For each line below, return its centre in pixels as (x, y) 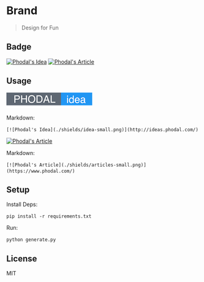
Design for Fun (40, 28)
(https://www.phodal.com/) (41, 171)
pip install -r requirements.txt (49, 216)
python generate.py (31, 240)
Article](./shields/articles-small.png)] (93, 165)
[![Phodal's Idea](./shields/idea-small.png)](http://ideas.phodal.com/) (103, 129)
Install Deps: (22, 204)
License (22, 258)
